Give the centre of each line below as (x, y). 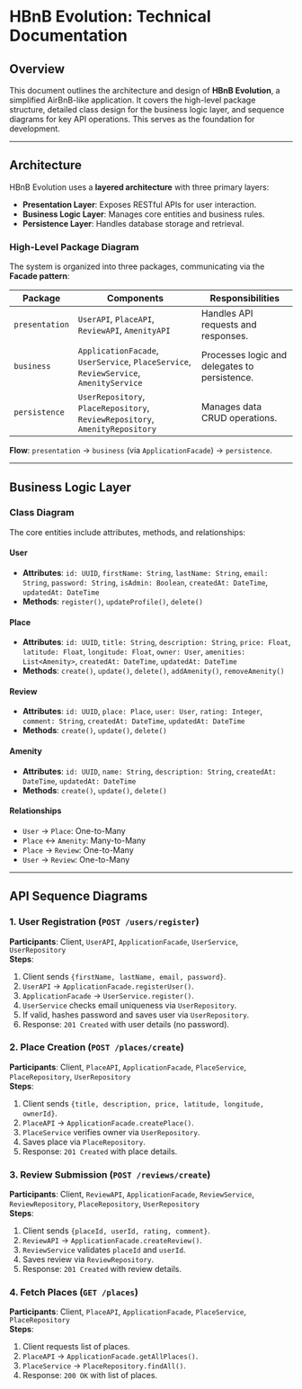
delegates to (227, 366)
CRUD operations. (239, 418)
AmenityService (110, 383)
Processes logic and (244, 355)
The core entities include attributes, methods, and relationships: (127, 532)
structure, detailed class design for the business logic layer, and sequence (147, 109)
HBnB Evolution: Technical (110, 17)
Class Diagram (42, 513)
